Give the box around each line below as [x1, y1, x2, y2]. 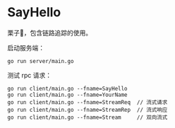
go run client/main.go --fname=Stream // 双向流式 [7, 114, 168, 121]
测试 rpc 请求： [7, 71, 52, 79]
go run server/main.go [7, 57, 74, 64]
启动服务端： [7, 43, 44, 52]
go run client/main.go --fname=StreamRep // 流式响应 [7, 106, 168, 113]
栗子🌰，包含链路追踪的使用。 [7, 28, 92, 37]
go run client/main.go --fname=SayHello [7, 85, 128, 92]
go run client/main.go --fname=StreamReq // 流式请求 [7, 98, 168, 106]
